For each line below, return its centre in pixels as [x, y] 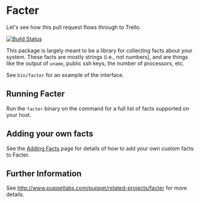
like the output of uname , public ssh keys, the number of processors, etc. [95, 63]
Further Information [44, 173]
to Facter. [18, 155]
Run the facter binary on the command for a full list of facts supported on [98, 108]
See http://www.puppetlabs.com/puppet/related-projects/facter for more [97, 188]
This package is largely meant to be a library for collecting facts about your [99, 50]
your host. [19, 114]
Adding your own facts [50, 134]
